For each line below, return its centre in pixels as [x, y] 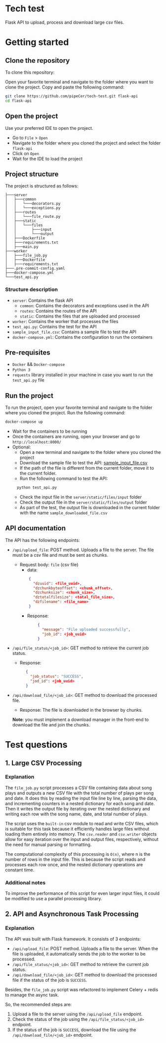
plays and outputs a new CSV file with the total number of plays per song [80, 793]
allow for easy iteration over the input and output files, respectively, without [82, 839]
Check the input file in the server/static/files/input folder [81, 497]
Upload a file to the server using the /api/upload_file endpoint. [77, 1014]
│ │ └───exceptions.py [33, 208]
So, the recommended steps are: [39, 1004]
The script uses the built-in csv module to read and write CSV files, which [82, 823]
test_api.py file [28, 380]
